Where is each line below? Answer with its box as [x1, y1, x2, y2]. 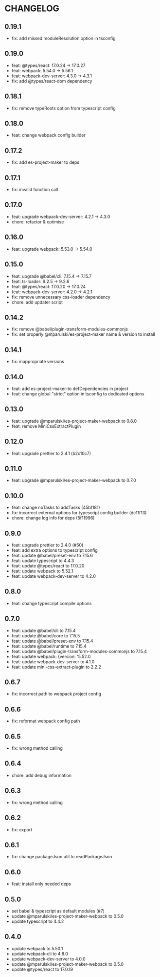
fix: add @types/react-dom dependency [11, 78, 92, 84]
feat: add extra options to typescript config [11, 547, 98, 553]
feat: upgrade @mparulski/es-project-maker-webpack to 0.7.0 [11, 478, 137, 483]
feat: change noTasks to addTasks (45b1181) [11, 504, 100, 511]
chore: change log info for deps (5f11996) [11, 515, 95, 521]
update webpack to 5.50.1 [11, 945, 63, 951]
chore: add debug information [11, 772, 71, 778]
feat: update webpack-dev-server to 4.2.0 [11, 573, 96, 579]
